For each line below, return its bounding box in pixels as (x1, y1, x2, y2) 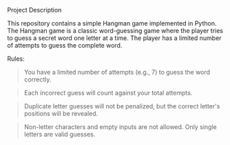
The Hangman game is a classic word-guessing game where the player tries (7, 27, 224, 35)
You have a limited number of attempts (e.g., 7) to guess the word (23, 68, 211, 76)
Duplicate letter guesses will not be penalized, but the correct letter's (23, 102, 220, 110)
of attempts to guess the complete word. (7, 41, 123, 49)
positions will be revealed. (23, 110, 98, 117)
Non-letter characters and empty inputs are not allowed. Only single (23, 123, 217, 130)
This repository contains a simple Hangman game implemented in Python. (7, 19, 217, 27)
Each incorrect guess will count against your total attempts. (23, 89, 193, 97)
